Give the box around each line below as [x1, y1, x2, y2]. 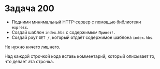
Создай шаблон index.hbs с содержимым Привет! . [11, 29, 116, 35]
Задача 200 [4, 3, 55, 14]
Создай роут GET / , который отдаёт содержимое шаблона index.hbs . [11, 34, 154, 40]
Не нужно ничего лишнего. [4, 44, 60, 50]
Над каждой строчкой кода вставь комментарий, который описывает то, [4, 53, 156, 59]
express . [11, 24, 29, 30]
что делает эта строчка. [4, 58, 54, 64]
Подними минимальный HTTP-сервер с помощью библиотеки [11, 19, 141, 25]
